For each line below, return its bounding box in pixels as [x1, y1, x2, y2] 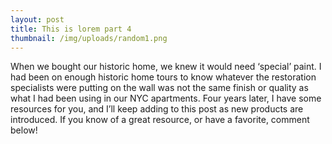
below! [10, 124, 38, 136]
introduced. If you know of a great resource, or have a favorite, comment [10, 114, 310, 126]
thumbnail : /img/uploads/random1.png [10, 33, 168, 43]
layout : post [10, 14, 65, 25]
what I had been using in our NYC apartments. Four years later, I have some [10, 92, 322, 105]
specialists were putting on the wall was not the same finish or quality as [10, 82, 309, 94]
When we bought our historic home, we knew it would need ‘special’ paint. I [10, 61, 322, 73]
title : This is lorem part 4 [10, 24, 132, 34]
